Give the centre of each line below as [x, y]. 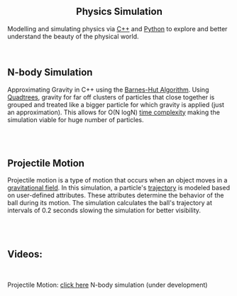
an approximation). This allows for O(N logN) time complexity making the [114, 112]
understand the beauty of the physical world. [73, 36]
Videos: [25, 254]
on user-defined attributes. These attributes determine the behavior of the [116, 195]
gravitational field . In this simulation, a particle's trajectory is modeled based [119, 188]
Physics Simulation [119, 12]
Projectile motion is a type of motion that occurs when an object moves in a [117, 180]
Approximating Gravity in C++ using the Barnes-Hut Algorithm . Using [108, 89]
